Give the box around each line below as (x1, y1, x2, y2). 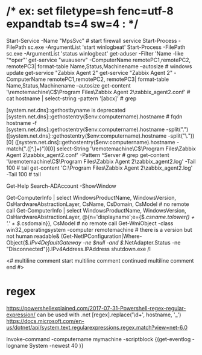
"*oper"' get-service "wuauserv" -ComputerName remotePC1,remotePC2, (6, 56, 191, 63)
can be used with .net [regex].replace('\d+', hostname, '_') (37, 311, 181, 318)
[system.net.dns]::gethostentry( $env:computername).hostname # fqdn (6, 113, 183, 120)
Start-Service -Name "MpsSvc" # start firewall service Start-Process (6, 37, 177, 44)
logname (6, 342, 28, 349)
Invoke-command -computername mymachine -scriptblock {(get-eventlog (6, 335, 191, 342)
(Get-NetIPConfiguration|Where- (60, 232, 142, 240)
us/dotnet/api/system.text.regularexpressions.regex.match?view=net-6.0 (6, 324, 188, 331)
